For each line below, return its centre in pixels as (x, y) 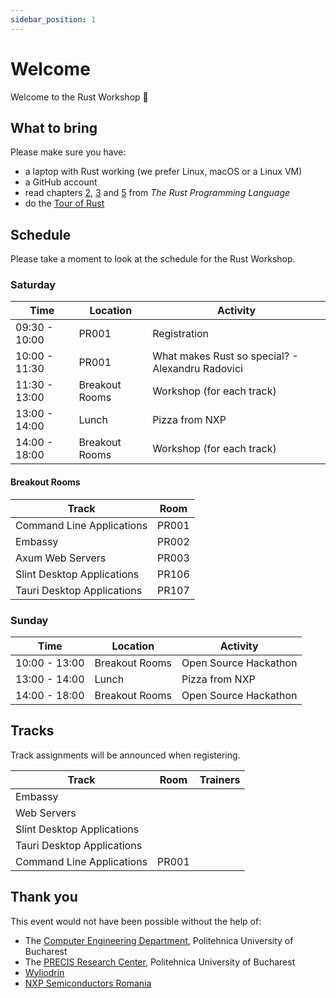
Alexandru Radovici (197, 369)
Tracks (32, 731)
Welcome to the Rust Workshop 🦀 (79, 97)
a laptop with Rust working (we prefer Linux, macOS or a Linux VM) (163, 172)
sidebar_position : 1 (53, 19)
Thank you (44, 897)
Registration (181, 334)
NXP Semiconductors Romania (88, 983)
